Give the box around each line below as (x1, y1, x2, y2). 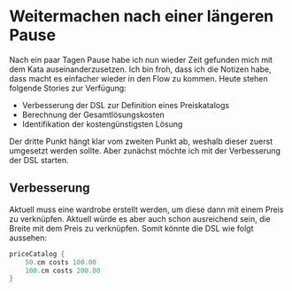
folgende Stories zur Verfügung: (9, 83, 127, 93)
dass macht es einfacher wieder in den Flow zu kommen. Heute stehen (9, 73, 268, 83)
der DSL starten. (9, 154, 69, 165)
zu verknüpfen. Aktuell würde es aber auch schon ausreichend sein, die (9, 213, 272, 224)
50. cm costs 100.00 (25, 257, 97, 267)
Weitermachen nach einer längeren (9, 6, 274, 27)
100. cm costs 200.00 (25, 266, 101, 275)
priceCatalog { (9, 249, 65, 258)
